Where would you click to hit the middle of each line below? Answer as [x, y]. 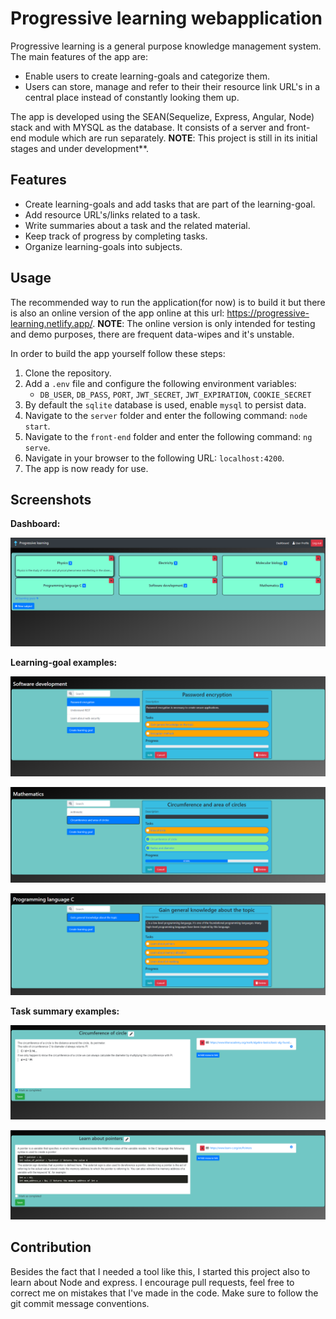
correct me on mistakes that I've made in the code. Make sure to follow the [164, 1293]
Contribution [51, 1247]
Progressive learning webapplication [166, 18]
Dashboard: [35, 524]
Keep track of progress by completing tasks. [116, 236]
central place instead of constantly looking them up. [132, 97]
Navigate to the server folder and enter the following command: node [166, 415]
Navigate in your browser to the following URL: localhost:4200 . [154, 458]
